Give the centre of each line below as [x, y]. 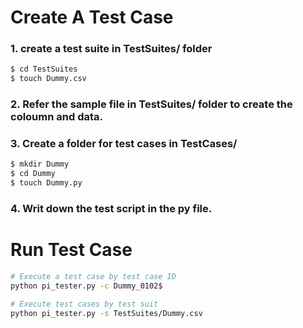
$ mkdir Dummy [40, 164]
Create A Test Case [92, 17]
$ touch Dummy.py [46, 183]
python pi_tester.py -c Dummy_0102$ [86, 286]
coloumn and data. [57, 117]
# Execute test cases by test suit [84, 304]
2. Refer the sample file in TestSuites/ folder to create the [151, 104]
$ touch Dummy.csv [48, 79]
